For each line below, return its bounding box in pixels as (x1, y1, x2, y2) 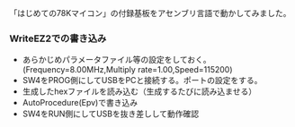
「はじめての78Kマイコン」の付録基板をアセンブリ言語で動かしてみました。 (9, 8, 291, 18)
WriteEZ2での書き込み (9, 32, 107, 45)
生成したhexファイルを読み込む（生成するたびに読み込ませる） (22, 86, 257, 97)
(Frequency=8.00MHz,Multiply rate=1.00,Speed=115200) (22, 64, 233, 75)
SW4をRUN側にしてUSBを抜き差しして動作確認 (22, 108, 200, 119)
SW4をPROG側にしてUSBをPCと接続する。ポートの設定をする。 (22, 75, 263, 86)
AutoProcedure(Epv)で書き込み (22, 97, 138, 108)
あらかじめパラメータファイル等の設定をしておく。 (22, 55, 211, 65)
